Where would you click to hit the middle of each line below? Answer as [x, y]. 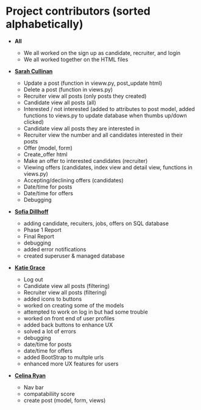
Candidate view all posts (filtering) [67, 286]
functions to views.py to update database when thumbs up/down [105, 115]
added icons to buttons [53, 299]
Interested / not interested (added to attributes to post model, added [109, 109]
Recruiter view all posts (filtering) [65, 292]
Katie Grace [30, 267]
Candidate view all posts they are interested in [82, 128]
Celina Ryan [30, 375]
